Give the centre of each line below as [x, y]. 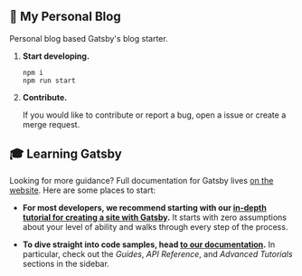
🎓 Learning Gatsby [66, 154]
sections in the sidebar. [66, 263]
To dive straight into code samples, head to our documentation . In [149, 244]
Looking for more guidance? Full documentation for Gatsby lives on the [142, 180]
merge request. [51, 124]
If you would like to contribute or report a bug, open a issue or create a [154, 115]
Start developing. [56, 56]
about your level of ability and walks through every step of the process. [155, 226]
